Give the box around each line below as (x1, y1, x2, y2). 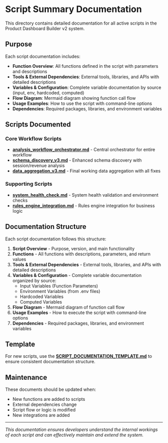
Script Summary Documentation (5, 4, 142, 15)
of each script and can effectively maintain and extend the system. (5, 432, 144, 438)
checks (12, 197, 28, 203)
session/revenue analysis (12, 163, 65, 169)
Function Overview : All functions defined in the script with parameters (12, 63, 158, 69)
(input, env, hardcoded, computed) (12, 89, 84, 96)
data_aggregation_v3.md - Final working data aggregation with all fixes (12, 168, 161, 174)
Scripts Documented (5, 120, 71, 129)
